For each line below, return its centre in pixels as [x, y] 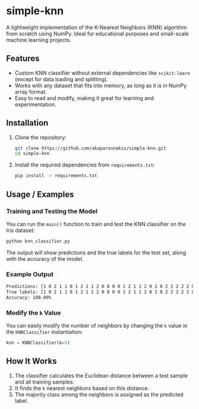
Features [23, 58]
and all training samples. [44, 382]
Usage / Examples [40, 194]
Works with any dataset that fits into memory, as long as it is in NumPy [101, 85]
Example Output [30, 274]
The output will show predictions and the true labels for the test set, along [96, 253]
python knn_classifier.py [38, 241]
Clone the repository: [41, 137]
